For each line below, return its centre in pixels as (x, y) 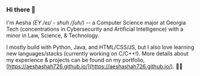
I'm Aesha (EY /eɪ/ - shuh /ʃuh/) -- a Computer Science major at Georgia (96, 23)
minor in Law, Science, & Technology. (53, 36)
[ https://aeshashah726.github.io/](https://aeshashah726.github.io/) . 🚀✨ (95, 66)
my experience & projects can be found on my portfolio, (76, 60)
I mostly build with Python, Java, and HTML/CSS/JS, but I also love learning (100, 47)
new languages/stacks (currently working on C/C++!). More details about (97, 54)
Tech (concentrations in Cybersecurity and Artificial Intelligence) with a (95, 29)
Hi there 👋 (21, 10)
